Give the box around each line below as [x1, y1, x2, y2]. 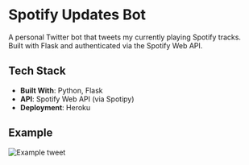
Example [8, 126, 53, 140]
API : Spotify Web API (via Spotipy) [19, 94, 135, 104]
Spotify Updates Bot [8, 6, 147, 24]
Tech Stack [8, 64, 66, 78]
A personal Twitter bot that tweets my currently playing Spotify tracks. [8, 32, 242, 42]
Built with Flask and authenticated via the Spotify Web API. [8, 40, 203, 50]
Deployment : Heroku [19, 102, 91, 112]
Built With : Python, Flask [19, 85, 103, 95]
